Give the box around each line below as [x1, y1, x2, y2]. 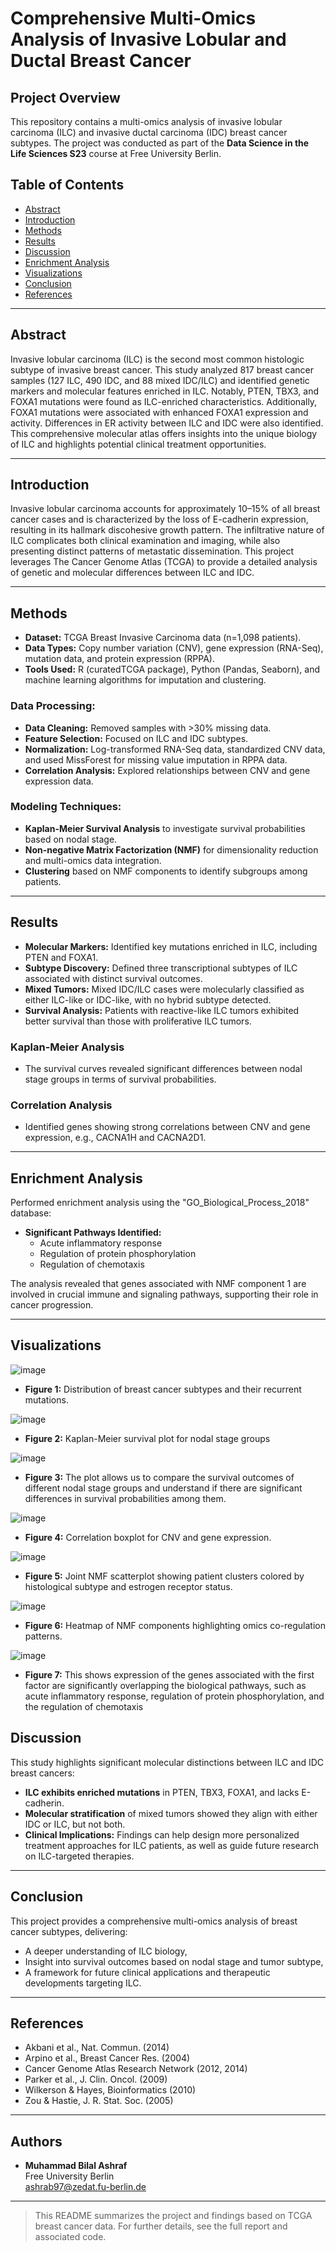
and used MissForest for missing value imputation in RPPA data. [24, 753, 288, 766]
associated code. [34, 2231, 107, 2243]
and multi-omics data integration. [24, 854, 162, 866]
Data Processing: [10, 699, 96, 713]
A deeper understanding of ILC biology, [24, 1945, 188, 1957]
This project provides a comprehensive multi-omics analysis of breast [10, 1915, 298, 1927]
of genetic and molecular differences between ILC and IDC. [10, 567, 255, 579]
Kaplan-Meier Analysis [10, 1040, 125, 1054]
